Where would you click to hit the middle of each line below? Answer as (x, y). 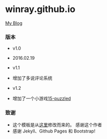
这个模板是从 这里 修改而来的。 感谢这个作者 (57, 124)
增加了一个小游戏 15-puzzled (42, 98)
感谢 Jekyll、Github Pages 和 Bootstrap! (54, 131)
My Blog (14, 23)
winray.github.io (40, 9)
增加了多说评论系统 (32, 78)
